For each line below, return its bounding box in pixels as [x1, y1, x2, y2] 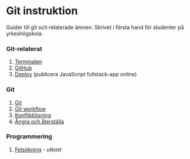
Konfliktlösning [14, 111, 51, 119]
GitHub [14, 64, 32, 72]
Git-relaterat [6, 44, 42, 53]
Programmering [6, 132, 53, 141]
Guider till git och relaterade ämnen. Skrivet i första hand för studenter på [6, 24, 184, 31]
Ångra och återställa [14, 118, 64, 125]
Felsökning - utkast [14, 146, 62, 153]
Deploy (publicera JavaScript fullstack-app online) [14, 71, 137, 78]
